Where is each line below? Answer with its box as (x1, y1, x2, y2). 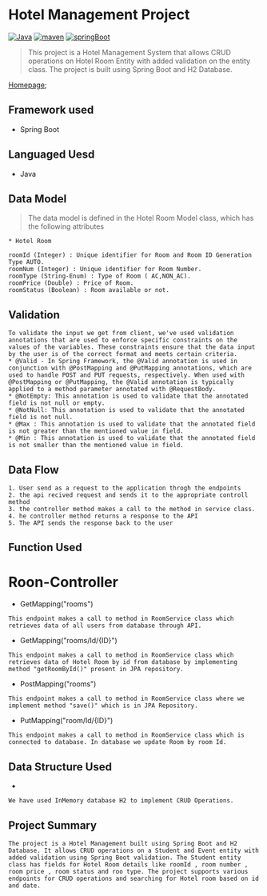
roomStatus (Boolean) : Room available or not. (8, 286, 170, 294)
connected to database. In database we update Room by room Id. (8, 738, 227, 746)
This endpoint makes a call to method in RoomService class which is (8, 731, 245, 739)
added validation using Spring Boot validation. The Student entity (8, 854, 241, 862)
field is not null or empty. (8, 399, 106, 407)
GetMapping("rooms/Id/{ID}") (19, 636, 118, 646)
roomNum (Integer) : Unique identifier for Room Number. (8, 266, 202, 274)
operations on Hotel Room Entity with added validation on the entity (27, 56, 250, 66)
